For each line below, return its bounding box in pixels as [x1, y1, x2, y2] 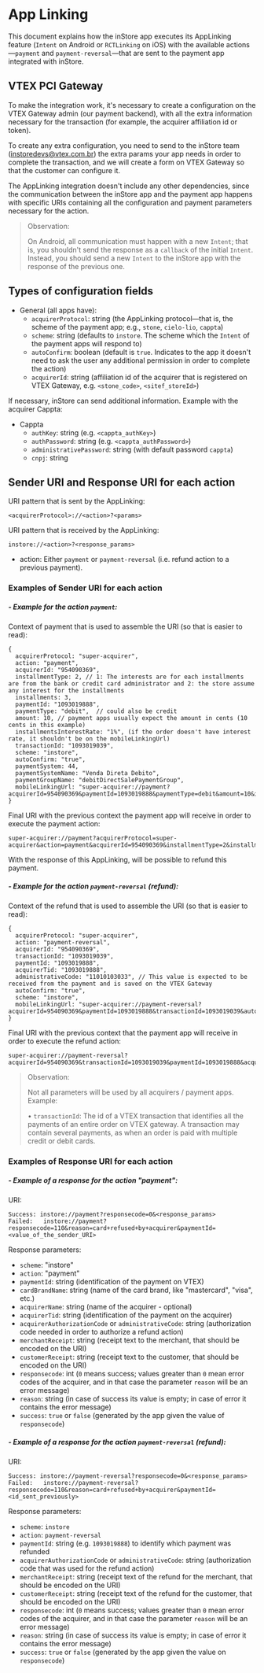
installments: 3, [15, 694, 72, 702]
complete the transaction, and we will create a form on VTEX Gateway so [8, 157, 245, 167]
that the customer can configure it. [8, 165, 120, 175]
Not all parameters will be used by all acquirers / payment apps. [27, 1088, 234, 1097]
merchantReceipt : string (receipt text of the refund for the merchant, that [19, 1572, 253, 1582]
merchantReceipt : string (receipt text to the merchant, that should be [19, 1335, 240, 1345]
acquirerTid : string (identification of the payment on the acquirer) [19, 1310, 233, 1320]
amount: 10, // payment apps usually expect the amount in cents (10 [15, 715, 247, 722]
